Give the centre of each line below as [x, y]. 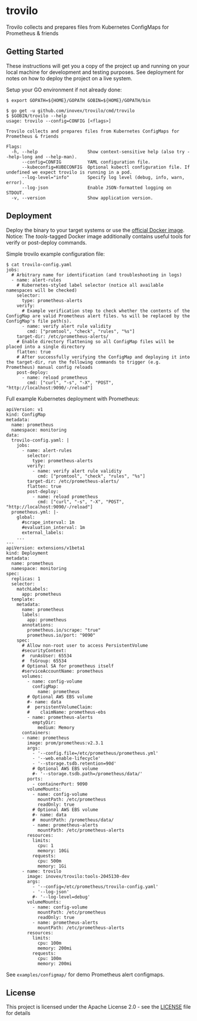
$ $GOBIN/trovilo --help [36, 116]
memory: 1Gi [52, 866]
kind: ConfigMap [26, 415]
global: [26, 517]
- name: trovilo [41, 871]
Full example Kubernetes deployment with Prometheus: [73, 398]
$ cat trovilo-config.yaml [39, 264]
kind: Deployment [27, 553]
